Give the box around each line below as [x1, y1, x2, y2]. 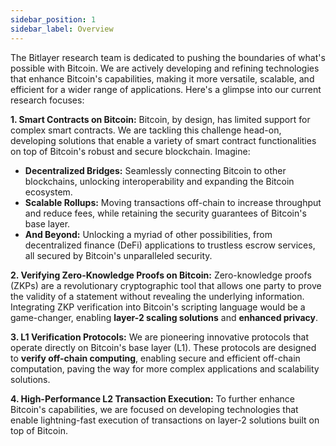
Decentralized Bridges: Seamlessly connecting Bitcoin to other [24, 164, 287, 176]
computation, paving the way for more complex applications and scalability [10, 362, 320, 375]
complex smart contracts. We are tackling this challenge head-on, [10, 124, 282, 136]
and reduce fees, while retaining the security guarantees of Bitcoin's [24, 207, 307, 219]
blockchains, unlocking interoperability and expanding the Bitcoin [24, 175, 295, 187]
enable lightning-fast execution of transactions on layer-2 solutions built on [10, 414, 320, 426]
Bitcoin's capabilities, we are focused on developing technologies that [10, 403, 299, 415]
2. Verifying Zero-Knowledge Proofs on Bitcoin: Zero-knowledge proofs [10, 269, 312, 281]
